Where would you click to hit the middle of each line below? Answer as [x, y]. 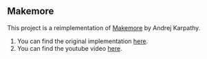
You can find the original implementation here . [83, 41]
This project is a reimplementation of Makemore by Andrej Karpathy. [104, 27]
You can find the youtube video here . [69, 48]
